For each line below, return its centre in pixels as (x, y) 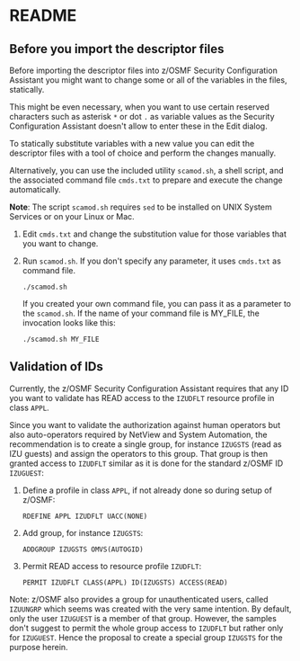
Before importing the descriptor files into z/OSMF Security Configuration (144, 70)
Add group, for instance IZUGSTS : (83, 532)
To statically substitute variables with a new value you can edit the (132, 143)
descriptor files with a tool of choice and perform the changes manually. (143, 153)
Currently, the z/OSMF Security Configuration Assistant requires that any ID (149, 389)
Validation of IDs (56, 366)
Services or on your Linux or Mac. (72, 216)
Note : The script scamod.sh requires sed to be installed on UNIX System (141, 207)
